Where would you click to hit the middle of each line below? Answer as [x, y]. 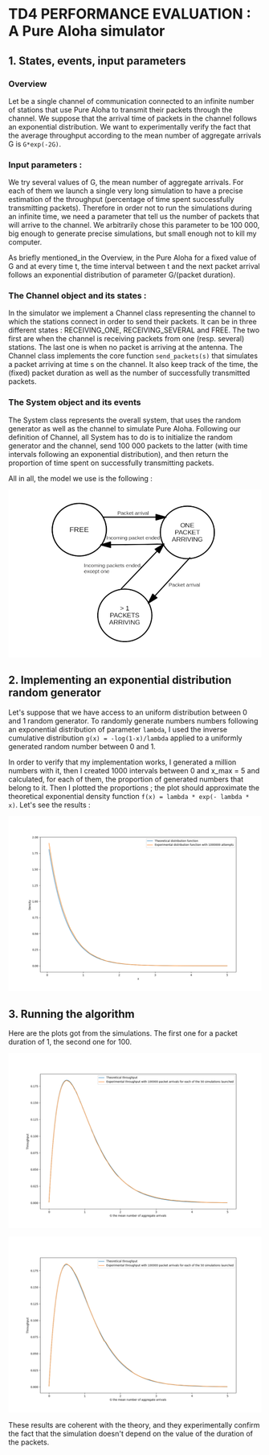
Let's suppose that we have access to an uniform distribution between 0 [128, 712]
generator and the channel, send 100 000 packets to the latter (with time [128, 445]
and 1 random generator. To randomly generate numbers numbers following [133, 720]
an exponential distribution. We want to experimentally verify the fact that [130, 126]
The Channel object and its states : [77, 296]
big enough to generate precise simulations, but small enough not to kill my [132, 233]
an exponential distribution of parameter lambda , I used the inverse [118, 729]
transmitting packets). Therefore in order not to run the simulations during [130, 208]
